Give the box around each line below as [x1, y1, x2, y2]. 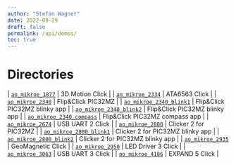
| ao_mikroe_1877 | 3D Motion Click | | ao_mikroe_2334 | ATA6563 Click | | [7, 90, 217, 98]
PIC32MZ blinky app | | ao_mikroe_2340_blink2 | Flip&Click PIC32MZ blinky [7, 105, 224, 113]
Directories [7, 67, 74, 83]
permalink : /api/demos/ [7, 29, 77, 37]
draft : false [7, 23, 46, 30]
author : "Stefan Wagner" [7, 10, 80, 18]
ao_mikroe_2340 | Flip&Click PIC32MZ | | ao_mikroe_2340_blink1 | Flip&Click [7, 98, 225, 106]
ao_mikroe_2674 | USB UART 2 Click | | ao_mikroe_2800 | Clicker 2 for [7, 120, 204, 128]
